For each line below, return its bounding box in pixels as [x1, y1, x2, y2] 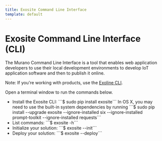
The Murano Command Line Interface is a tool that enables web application [5, 60, 157, 66]
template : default [5, 12, 43, 17]
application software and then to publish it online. [5, 70, 105, 76]
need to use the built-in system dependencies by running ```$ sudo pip [12, 104, 155, 110]
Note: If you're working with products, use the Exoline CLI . [5, 80, 123, 86]
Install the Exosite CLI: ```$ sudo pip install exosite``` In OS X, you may [12, 99, 153, 105]
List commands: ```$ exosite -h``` [12, 120, 79, 126]
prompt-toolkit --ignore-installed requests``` [12, 114, 102, 121]
